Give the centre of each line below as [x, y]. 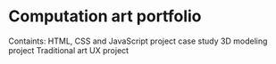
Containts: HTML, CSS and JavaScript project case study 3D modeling [138, 41]
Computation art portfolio [105, 16]
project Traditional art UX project [69, 50]
